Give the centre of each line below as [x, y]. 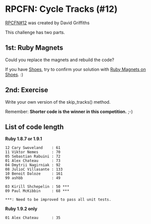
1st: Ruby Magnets [34, 48]
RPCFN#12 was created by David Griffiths [47, 23]
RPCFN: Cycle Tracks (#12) [61, 9]
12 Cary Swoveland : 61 [33, 148]
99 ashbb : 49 [33, 178]
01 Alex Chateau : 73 [33, 161]
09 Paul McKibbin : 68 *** [37, 191]
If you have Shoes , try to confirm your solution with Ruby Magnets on [75, 69]
